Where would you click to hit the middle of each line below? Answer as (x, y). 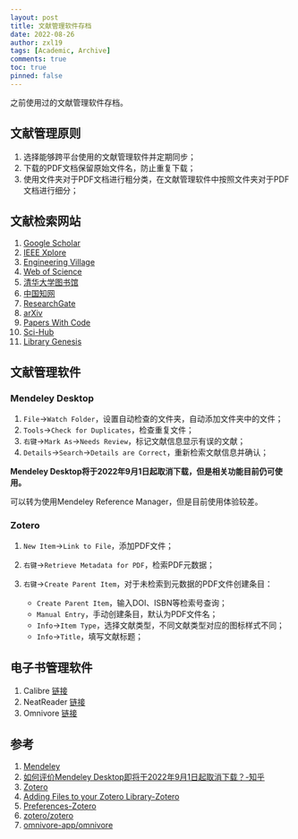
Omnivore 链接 (50, 714)
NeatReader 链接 (54, 702)
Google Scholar (52, 244)
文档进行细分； (51, 190)
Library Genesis (52, 342)
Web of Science (53, 272)
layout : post (34, 17)
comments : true (38, 59)
